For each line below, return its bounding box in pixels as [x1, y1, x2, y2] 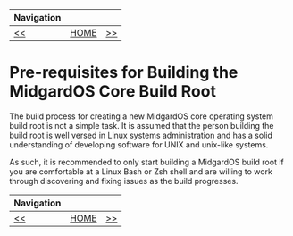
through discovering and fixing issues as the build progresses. [9, 175, 239, 186]
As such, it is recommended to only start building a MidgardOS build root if [9, 156, 284, 167]
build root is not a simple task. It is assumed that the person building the [9, 120, 274, 131]
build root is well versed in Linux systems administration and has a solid [9, 130, 272, 140]
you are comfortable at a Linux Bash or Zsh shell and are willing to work [9, 165, 272, 177]
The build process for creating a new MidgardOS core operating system [9, 111, 274, 122]
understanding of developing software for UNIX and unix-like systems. [9, 139, 269, 150]
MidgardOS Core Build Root [9, 81, 217, 102]
